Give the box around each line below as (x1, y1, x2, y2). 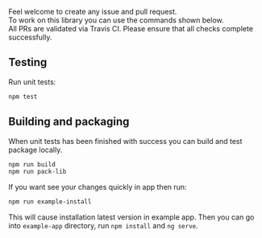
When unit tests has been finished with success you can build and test (8, 136, 243, 146)
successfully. (8, 32, 52, 42)
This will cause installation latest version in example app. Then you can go (8, 212, 255, 222)
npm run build (8, 160, 56, 168)
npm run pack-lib (8, 168, 67, 176)
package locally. (8, 145, 63, 154)
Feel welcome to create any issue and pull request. (8, 7, 177, 16)
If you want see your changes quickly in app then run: (8, 183, 187, 192)
